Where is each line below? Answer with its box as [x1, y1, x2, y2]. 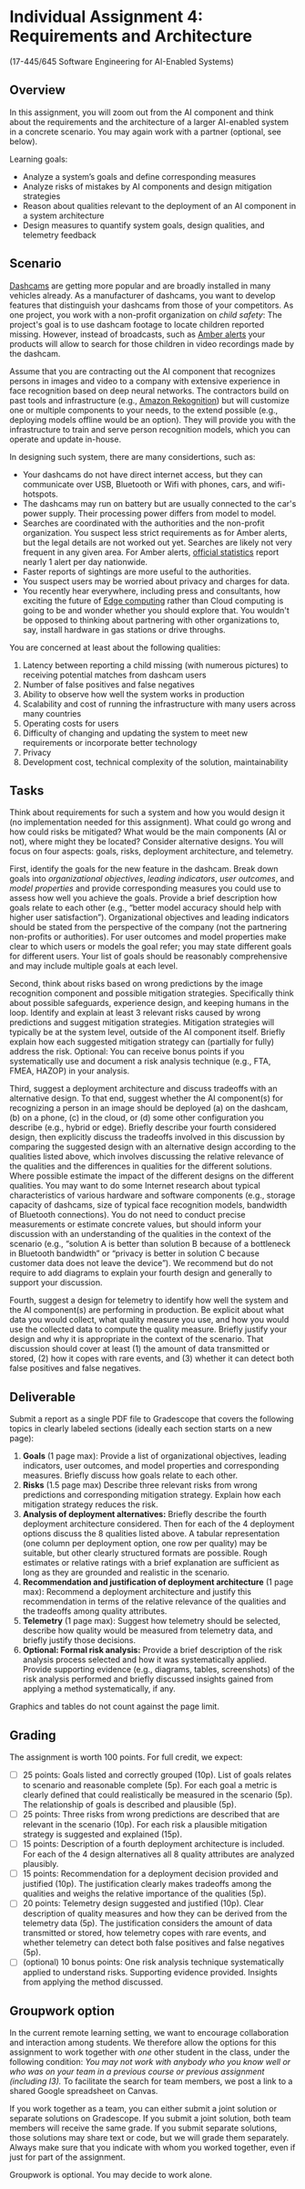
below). [9, 135, 38, 147]
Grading [9, 1727, 56, 1743]
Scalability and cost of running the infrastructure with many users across [22, 698, 296, 709]
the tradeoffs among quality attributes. [22, 1606, 168, 1617]
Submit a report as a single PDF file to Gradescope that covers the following [9, 1413, 294, 1425]
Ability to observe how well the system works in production [22, 688, 245, 699]
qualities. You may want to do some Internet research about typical [9, 1180, 261, 1191]
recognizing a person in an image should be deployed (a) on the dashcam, [9, 1103, 289, 1114]
